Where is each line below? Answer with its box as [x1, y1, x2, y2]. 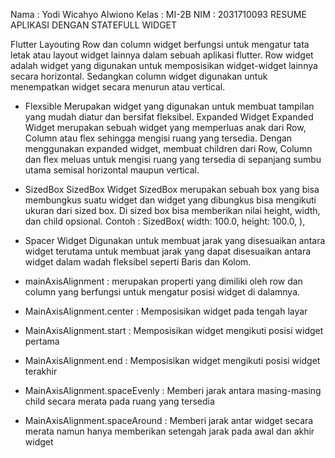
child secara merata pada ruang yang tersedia [24, 395, 215, 407]
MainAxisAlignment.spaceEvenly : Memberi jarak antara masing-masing [24, 385, 322, 396]
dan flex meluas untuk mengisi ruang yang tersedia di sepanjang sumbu [24, 154, 322, 165]
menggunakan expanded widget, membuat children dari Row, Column [24, 143, 313, 154]
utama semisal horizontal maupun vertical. [24, 164, 200, 176]
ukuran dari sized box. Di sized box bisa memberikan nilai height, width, [24, 205, 321, 216]
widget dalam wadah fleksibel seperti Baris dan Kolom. [24, 256, 252, 268]
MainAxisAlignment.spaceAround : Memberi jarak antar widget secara [24, 415, 314, 426]
